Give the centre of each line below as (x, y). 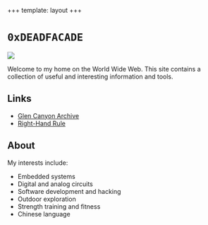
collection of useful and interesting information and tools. (91, 76)
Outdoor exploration (47, 199)
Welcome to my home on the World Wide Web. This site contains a (104, 69)
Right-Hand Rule (41, 123)
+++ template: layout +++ (45, 10)
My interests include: (38, 163)
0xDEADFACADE (45, 38)
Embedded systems (46, 176)
